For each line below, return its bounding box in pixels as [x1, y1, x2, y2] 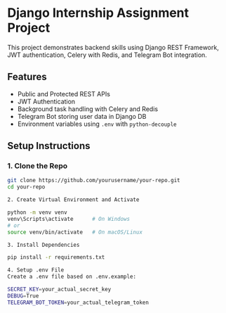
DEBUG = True [7, 292, 39, 300]
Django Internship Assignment [7, 5, 190, 21]
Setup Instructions [7, 140, 91, 152]
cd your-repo [7, 184, 46, 191]
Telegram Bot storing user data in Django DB [17, 112, 147, 120]
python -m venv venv [7, 209, 68, 216]
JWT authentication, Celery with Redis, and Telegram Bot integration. [7, 51, 207, 59]
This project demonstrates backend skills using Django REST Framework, [7, 43, 219, 51]
